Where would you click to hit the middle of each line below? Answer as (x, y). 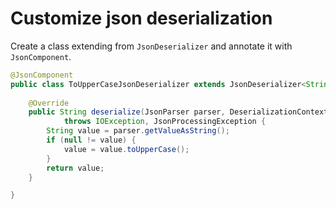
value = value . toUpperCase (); (126, 149)
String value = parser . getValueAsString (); (138, 131)
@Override (49, 103)
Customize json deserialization (141, 18)
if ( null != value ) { (91, 140)
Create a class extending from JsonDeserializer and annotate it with (151, 46)
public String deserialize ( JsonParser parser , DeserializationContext (178, 112)
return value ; (75, 168)
